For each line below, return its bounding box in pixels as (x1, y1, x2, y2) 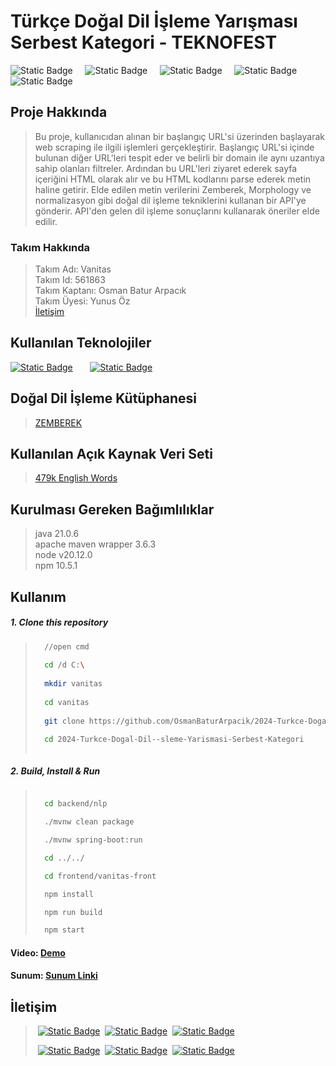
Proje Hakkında (10, 104, 108, 121)
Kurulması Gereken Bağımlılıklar (10, 501, 215, 518)
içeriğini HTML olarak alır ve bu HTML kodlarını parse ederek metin (34, 173, 312, 185)
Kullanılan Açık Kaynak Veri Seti (10, 446, 213, 463)
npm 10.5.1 (34, 560, 78, 572)
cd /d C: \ (44, 660, 85, 670)
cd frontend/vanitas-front (44, 871, 157, 881)
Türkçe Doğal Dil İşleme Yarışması (10, 10, 298, 33)
